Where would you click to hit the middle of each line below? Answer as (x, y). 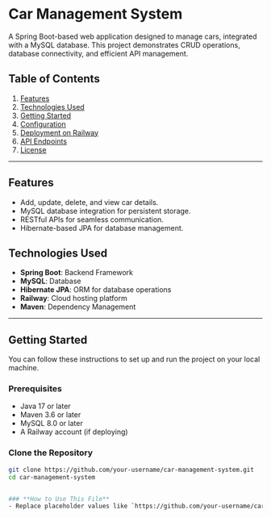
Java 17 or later (45, 406)
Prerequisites (35, 389)
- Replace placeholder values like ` (72, 506)
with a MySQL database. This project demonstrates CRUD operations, (124, 44)
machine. (24, 368)
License (33, 149)
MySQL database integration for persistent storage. (105, 211)
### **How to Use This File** (59, 499)
